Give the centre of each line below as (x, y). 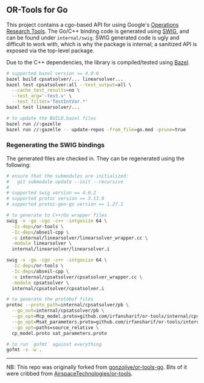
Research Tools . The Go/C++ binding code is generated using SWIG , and (98, 31)
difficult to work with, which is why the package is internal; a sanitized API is (102, 44)
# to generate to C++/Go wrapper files (57, 215)
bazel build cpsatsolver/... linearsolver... (65, 79)
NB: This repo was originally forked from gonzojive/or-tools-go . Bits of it (97, 367)
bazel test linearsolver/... (43, 108)
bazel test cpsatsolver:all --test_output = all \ (69, 85)
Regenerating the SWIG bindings (56, 145)
